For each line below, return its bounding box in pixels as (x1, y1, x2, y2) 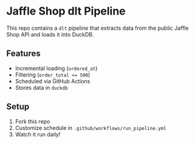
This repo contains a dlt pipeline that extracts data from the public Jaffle (6, 24, 189, 32)
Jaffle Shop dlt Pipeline (6, 4, 126, 18)
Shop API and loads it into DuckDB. (6, 30, 94, 38)
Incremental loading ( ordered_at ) (15, 64, 98, 72)
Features (6, 49, 41, 59)
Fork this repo (15, 117, 50, 125)
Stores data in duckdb (15, 84, 68, 91)
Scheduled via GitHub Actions (15, 77, 91, 84)
